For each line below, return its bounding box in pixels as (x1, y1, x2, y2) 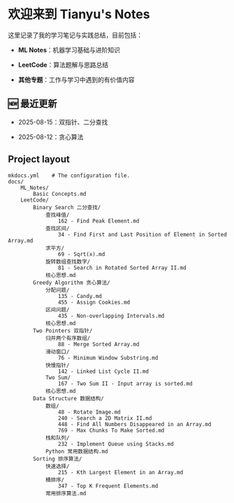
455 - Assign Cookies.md (57, 299, 131, 306)
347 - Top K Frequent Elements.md (57, 482, 159, 490)
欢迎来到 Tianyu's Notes (8, 6, 150, 22)
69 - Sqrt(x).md (57, 250, 105, 257)
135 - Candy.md (57, 292, 102, 299)
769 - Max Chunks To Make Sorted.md (57, 427, 165, 434)
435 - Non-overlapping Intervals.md (57, 312, 165, 319)
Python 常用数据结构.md (45, 448, 108, 455)
